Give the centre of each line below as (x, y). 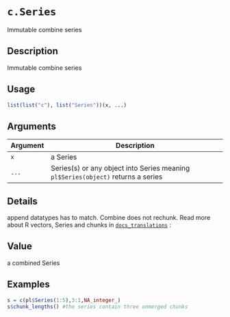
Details (22, 201)
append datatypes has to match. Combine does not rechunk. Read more (109, 218)
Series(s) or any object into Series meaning (120, 168)
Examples (28, 284)
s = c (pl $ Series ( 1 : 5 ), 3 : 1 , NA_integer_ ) (64, 300)
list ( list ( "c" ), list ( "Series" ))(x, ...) (67, 105)
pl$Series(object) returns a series (107, 177)
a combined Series (34, 263)
